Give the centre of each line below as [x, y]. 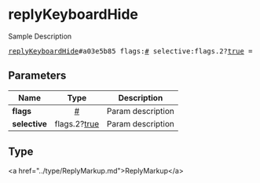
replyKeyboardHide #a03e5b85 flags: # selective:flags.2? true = [130, 51]
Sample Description [40, 36]
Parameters [37, 76]
